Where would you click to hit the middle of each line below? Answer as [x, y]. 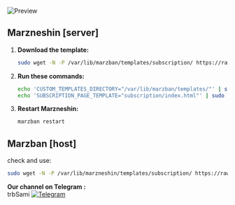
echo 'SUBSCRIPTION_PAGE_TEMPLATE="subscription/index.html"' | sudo [121, 95]
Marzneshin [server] [53, 33]
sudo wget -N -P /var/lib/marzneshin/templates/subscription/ [100, 173]
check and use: [29, 161]
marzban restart [41, 122]
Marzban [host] [42, 144]
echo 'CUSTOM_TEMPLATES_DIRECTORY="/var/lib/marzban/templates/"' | [119, 89]
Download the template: [53, 50]
